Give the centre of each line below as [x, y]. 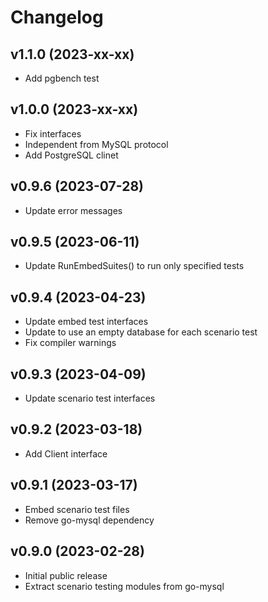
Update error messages [73, 210]
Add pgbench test [62, 78]
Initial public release [66, 575]
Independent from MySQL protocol [96, 144]
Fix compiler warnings [70, 343]
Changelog [57, 17]
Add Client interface [66, 453]
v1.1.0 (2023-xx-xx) [72, 54]
